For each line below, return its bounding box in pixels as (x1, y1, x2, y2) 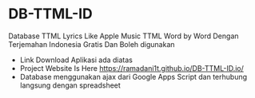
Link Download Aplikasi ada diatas (19, 55, 133, 65)
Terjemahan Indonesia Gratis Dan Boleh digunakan (8, 39, 175, 49)
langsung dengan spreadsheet (19, 80, 122, 90)
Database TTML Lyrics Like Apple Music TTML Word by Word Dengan (8, 31, 239, 41)
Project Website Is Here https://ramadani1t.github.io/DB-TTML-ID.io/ (19, 63, 244, 73)
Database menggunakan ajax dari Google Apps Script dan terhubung (19, 72, 248, 81)
